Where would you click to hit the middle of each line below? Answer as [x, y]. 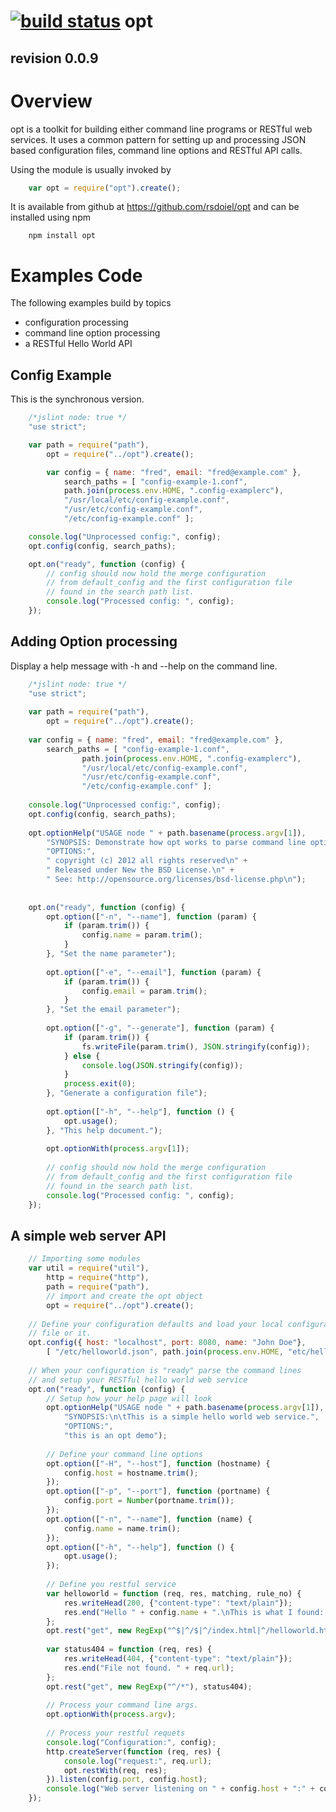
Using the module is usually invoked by [91, 169]
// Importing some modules [84, 1259]
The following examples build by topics [91, 303]
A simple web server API [88, 1235]
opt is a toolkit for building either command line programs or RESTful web [161, 129]
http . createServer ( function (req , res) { [134, 1751]
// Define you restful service [111, 1585]
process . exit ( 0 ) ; [100, 1084]
